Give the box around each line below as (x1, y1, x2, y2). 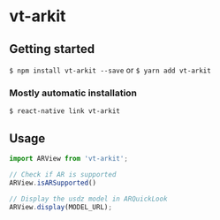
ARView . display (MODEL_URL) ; (9, 202, 113, 211)
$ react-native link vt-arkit (9, 107, 121, 116)
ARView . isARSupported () (9, 178, 97, 187)
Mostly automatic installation (9, 87, 138, 99)
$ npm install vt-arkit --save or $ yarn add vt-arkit (9, 64, 212, 75)
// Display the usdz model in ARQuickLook (9, 194, 168, 203)
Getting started (9, 42, 95, 57)
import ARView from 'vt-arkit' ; (9, 155, 128, 163)
